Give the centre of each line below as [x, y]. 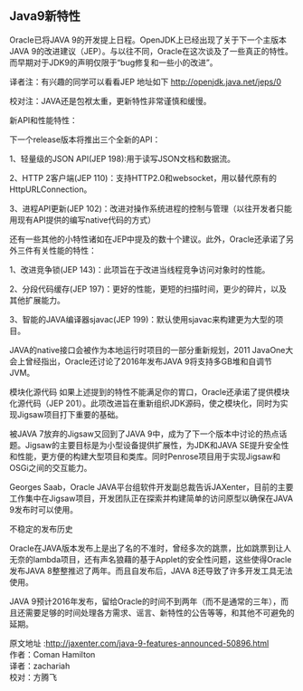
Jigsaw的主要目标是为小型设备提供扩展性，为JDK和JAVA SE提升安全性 [157, 445]
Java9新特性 [45, 16]
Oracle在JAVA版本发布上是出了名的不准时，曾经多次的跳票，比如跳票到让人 [151, 548]
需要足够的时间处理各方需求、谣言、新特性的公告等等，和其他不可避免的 [160, 612]
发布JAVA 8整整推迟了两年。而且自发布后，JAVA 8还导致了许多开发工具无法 [151, 571]
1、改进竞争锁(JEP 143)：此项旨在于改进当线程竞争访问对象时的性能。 [140, 269]
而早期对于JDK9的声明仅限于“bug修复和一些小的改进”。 [114, 62]
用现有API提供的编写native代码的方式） [83, 219]
